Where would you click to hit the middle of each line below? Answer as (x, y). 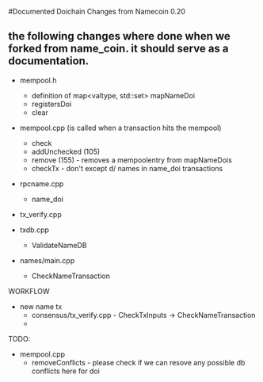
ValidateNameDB (59, 245)
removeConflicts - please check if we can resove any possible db (138, 362)
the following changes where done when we (120, 36)
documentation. (49, 61)
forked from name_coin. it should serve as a (118, 49)
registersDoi (51, 104)
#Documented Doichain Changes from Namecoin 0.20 (97, 11)
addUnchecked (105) (66, 151)
